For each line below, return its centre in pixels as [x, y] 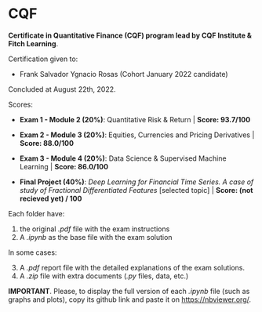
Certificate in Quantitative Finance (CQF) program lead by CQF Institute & [130, 35]
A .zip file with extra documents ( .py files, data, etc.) [104, 276]
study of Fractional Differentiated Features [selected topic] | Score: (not [136, 190]
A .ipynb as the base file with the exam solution [96, 237]
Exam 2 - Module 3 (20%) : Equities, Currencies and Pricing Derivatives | [137, 135]
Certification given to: [43, 59]
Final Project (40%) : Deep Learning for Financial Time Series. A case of [136, 182]
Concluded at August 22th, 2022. [62, 89]
